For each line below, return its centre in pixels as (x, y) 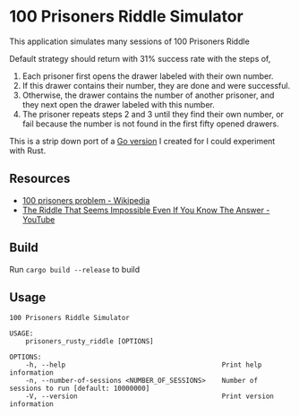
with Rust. (28, 151)
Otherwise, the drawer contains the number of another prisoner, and (148, 95)
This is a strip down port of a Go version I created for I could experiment (142, 141)
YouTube (38, 219)
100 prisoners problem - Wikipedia (86, 200)
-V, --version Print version (150, 396)
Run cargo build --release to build (75, 269)
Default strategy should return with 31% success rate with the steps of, (140, 58)
